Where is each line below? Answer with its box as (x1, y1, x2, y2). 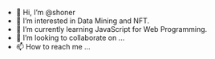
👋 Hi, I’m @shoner (15, 8, 76, 17)
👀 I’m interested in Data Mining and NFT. (15, 16, 150, 26)
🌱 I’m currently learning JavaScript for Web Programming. (15, 25, 208, 33)
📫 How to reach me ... (15, 42, 91, 51)
